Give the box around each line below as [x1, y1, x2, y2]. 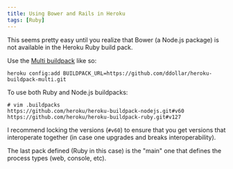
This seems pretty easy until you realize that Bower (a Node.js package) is [7, 35, 220, 44]
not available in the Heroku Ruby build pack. [7, 43, 133, 51]
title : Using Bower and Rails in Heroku [7, 10, 126, 17]
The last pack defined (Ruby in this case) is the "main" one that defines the [7, 146, 222, 154]
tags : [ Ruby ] [7, 17, 45, 24]
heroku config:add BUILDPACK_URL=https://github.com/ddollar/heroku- [7, 70, 213, 77]
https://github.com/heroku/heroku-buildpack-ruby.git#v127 [7, 114, 182, 121]
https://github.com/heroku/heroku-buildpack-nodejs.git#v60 [7, 107, 185, 114]
